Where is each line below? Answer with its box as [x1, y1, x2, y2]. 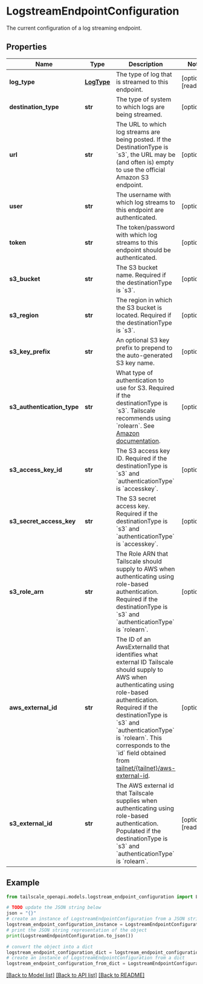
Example [6, 877, 40, 888]
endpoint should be [115, 245, 171, 254]
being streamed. [115, 110, 163, 119]
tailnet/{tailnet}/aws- [115, 763, 176, 772]
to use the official [115, 165, 166, 174]
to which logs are [115, 102, 165, 111]
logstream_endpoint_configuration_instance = [6, 922, 123, 928]
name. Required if [115, 271, 166, 279]
